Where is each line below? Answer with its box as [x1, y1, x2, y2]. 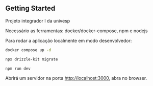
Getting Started [5, 4, 56, 13]
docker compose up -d [5, 47, 52, 53]
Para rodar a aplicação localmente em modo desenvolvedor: [5, 37, 132, 44]
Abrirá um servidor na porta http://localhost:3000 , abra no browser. [5, 75, 147, 81]
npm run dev [5, 66, 31, 71]
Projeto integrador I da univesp [5, 17, 70, 24]
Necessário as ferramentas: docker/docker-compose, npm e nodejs [5, 28, 148, 34]
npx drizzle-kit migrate [5, 56, 58, 62]
